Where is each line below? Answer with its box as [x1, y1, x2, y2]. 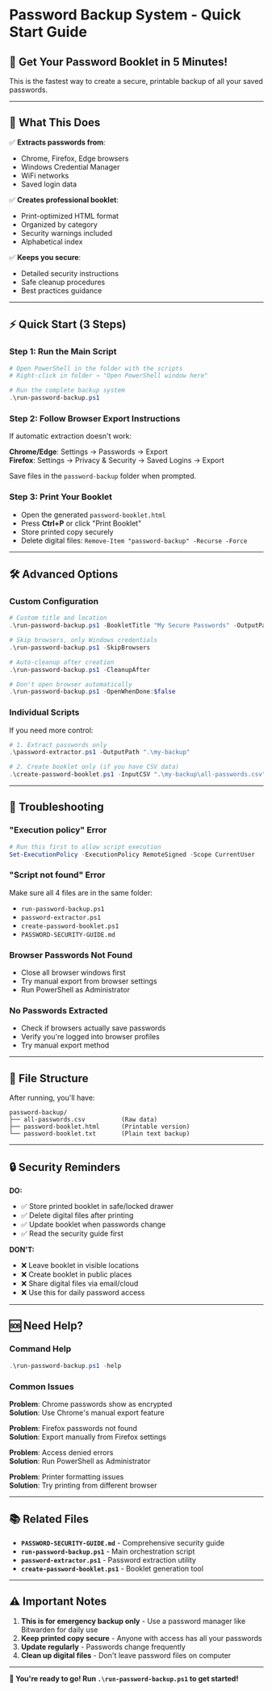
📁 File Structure [9, 1072, 89, 1085]
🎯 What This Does [9, 115, 101, 130]
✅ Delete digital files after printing [20, 1211, 134, 1220]
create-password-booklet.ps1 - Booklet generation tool [20, 1563, 204, 1573]
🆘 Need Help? [9, 1319, 84, 1333]
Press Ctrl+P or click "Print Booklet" [20, 518, 142, 528]
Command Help [9, 1343, 72, 1354]
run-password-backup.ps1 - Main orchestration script [20, 1546, 195, 1556]
